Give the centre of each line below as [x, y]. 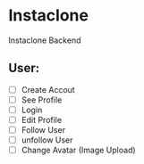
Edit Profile [42, 119]
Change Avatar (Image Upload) [78, 150]
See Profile [42, 100]
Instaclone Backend [45, 40]
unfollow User [47, 140]
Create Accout [48, 89]
